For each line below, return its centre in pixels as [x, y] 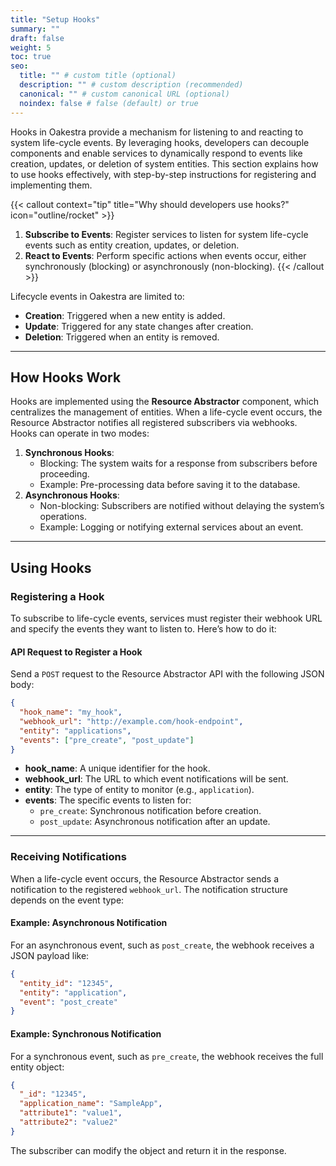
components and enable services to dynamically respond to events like [156, 153]
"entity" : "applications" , [75, 731]
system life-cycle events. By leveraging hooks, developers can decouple [160, 142]
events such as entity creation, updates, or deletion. [132, 245]
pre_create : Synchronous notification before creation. [150, 811]
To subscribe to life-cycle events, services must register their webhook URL [166, 618]
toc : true [31, 57]
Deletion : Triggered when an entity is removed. [122, 337]
